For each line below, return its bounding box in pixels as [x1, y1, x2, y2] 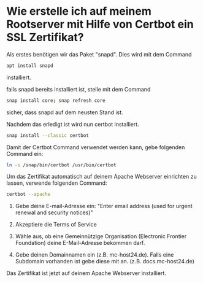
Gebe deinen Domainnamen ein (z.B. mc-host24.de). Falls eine [15, 251, 174, 258]
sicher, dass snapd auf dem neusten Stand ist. [6, 109, 124, 116]
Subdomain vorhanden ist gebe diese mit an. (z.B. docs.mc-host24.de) [15, 258, 195, 265]
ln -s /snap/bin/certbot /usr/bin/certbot [6, 161, 117, 168]
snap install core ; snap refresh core [6, 97, 105, 104]
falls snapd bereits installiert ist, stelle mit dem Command [6, 85, 151, 93]
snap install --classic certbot [6, 132, 89, 139]
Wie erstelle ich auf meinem [6, 4, 151, 18]
